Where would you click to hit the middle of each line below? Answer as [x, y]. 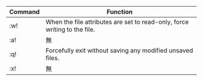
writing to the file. [70, 29]
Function [120, 12]
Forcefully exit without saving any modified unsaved [119, 50]
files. [52, 58]
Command [25, 12]
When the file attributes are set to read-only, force [117, 22]
